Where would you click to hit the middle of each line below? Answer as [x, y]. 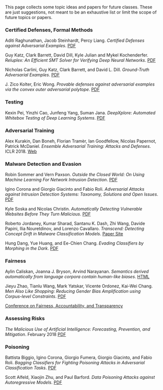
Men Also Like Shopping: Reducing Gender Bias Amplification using [73, 291]
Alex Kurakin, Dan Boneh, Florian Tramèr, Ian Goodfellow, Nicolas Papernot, [81, 141]
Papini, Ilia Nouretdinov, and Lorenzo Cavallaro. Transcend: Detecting [75, 229]
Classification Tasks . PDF [31, 368]
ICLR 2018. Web [21, 151]
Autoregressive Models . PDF [34, 382]
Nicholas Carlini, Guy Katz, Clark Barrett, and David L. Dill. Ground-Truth [77, 70]
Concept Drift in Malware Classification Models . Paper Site [64, 234]
